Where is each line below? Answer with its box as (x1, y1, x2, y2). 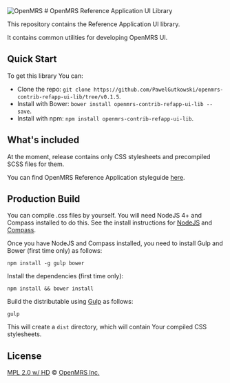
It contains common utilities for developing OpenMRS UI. (7, 34, 168, 41)
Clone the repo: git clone (17, 85, 91, 93)
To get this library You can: (7, 72, 84, 80)
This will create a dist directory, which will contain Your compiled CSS (7, 323, 207, 331)
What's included (7, 134, 80, 146)
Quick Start (7, 53, 57, 65)
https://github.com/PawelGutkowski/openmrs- (93, 86, 224, 93)
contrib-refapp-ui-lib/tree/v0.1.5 (17, 93, 120, 101)
